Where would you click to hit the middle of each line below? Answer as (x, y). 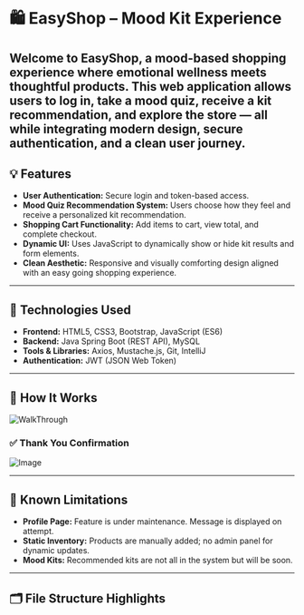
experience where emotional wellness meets (138, 72)
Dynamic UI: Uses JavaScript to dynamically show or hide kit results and (158, 244)
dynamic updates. (56, 551)
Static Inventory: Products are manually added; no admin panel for (147, 541)
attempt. (38, 532)
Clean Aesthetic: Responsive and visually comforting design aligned (150, 263)
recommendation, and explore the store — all (139, 115)
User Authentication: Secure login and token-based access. (136, 196)
